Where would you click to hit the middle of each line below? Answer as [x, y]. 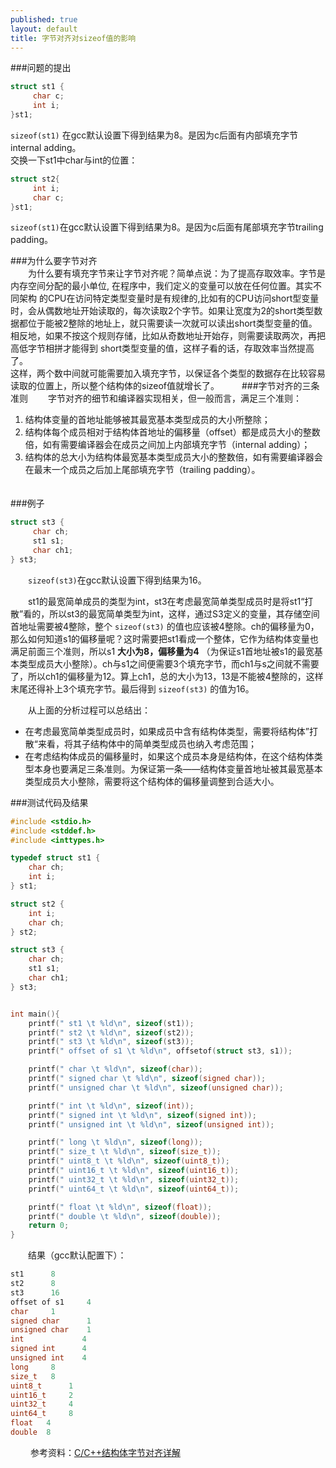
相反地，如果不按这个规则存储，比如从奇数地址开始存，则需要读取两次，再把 [168, 336]
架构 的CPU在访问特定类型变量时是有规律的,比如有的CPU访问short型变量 [169, 298]
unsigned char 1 [51, 1330]
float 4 [31, 1423]
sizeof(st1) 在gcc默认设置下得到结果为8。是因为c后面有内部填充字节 [154, 135]
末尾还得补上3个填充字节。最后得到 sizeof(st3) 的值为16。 [132, 688]
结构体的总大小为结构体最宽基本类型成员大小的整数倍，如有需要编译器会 [173, 457]
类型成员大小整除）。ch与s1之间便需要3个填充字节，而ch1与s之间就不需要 [169, 663]
